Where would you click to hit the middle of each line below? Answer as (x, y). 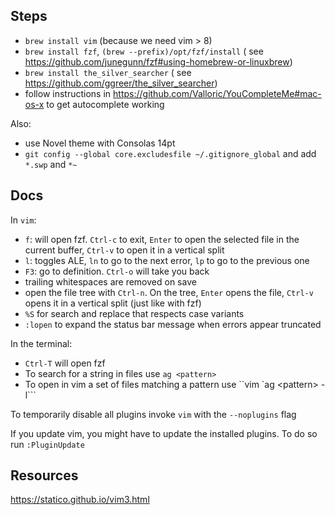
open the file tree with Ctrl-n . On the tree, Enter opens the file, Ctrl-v (169, 292)
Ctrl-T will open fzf (65, 363)
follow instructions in (68, 93)
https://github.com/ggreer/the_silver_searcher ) (121, 83)
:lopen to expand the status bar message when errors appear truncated (173, 324)
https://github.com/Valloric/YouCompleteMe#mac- (217, 93)
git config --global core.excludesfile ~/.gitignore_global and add (170, 153)
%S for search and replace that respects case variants (134, 313)
